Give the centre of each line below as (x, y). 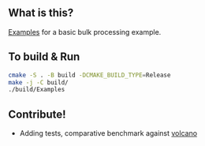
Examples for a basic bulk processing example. (85, 32)
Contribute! (37, 114)
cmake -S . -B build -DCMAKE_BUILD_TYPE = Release (89, 75)
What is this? (41, 13)
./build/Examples (37, 90)
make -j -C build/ (38, 82)
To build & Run (44, 57)
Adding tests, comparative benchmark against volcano (108, 133)
